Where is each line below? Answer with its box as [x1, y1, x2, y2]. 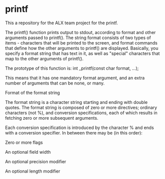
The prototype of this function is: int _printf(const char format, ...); [5, 65, 139, 71]
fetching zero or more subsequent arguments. [5, 115, 99, 121]
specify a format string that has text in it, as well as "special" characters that [5, 50, 160, 56]
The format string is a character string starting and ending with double [5, 99, 148, 105]
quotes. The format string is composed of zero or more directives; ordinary [5, 104, 158, 110]
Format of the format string [5, 89, 60, 95]
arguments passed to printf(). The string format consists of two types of [5, 35, 151, 41]
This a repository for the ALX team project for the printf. [5, 20, 118, 26]
